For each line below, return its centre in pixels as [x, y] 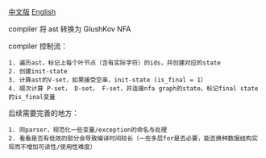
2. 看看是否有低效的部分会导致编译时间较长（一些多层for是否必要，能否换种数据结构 [130, 139]
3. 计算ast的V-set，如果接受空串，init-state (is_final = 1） [108, 80]
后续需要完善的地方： [44, 113]
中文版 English [32, 12]
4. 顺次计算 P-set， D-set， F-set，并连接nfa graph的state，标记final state [133, 89]
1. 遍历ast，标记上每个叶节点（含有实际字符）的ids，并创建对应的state [115, 63]
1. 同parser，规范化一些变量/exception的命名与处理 [88, 130]
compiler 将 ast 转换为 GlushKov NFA [70, 29]
